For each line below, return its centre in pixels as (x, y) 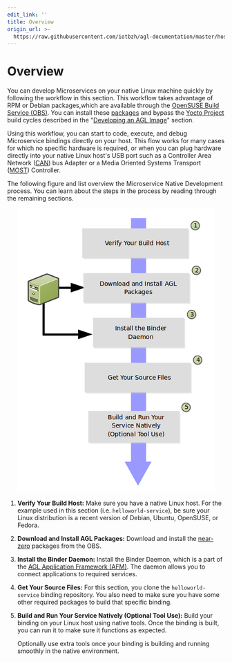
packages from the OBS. (66, 546)
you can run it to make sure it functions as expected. (92, 630)
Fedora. (28, 525)
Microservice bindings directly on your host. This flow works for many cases (116, 141)
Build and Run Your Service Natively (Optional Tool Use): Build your (115, 616)
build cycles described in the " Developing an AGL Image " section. (101, 120)
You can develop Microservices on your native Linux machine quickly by (110, 91)
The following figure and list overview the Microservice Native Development (115, 184)
